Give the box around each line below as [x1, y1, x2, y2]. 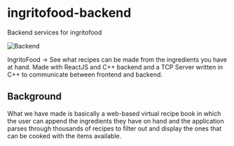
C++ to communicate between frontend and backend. [7, 70, 163, 79]
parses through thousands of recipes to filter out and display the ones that [7, 124, 222, 133]
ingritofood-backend [7, 5, 132, 21]
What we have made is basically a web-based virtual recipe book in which [7, 109, 221, 117]
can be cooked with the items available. [7, 131, 122, 140]
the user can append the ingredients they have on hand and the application [7, 117, 224, 125]
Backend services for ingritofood [7, 28, 102, 36]
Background [7, 91, 62, 102]
